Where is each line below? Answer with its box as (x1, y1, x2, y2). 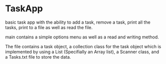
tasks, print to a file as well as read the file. (5, 24, 93, 30)
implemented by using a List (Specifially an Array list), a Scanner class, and (5, 49, 160, 55)
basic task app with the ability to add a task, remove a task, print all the (5, 19, 151, 25)
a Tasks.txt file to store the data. (5, 54, 71, 60)
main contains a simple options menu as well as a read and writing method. (5, 34, 159, 40)
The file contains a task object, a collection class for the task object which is (5, 43, 162, 49)
